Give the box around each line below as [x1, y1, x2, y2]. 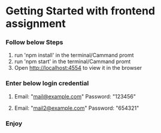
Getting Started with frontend [5, 4, 156, 18]
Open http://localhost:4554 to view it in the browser [14, 64, 142, 72]
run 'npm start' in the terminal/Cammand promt [14, 58, 131, 65]
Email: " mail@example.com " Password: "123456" [14, 92, 136, 100]
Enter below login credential [5, 79, 89, 88]
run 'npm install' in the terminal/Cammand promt [14, 52, 134, 59]
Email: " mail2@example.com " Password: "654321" [14, 104, 139, 112]
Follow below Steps [5, 38, 63, 47]
